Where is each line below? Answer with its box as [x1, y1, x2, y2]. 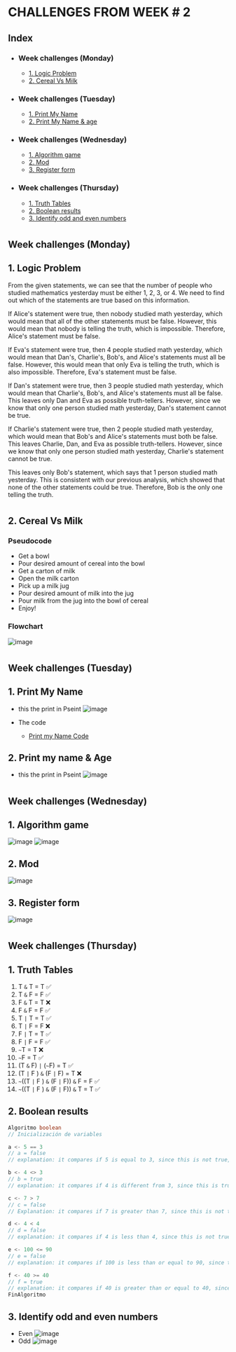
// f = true [8, 1278, 43, 1285]
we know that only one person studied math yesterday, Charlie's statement [8, 446, 224, 456]
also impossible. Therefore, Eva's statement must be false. [8, 367, 177, 376]
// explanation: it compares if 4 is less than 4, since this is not [8, 1234, 216, 1241]
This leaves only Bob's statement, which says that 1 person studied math [8, 467, 218, 477]
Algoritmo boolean [8, 1124, 62, 1131]
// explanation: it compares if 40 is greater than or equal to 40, [8, 1285, 212, 1292]
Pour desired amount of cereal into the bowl [18, 559, 146, 568]
